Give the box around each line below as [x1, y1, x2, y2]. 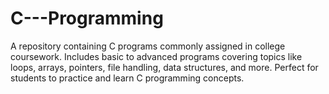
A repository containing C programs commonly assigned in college [10, 40, 286, 52]
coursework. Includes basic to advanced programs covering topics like [10, 50, 303, 62]
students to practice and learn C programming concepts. [10, 72, 245, 84]
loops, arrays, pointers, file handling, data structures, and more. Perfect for [10, 61, 319, 73]
